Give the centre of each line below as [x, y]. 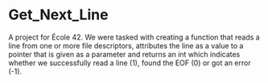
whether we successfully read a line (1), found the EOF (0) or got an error [130, 63]
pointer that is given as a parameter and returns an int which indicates [124, 54]
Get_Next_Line [58, 15]
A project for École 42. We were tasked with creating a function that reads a [134, 37]
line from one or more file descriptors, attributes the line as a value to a [126, 45]
